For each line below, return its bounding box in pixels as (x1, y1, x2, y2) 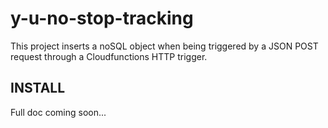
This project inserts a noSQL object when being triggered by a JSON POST (10, 40, 319, 52)
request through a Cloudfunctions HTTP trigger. (10, 50, 208, 62)
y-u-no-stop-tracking (10, 7, 194, 30)
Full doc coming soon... (10, 106, 107, 118)
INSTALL (10, 80, 66, 97)
